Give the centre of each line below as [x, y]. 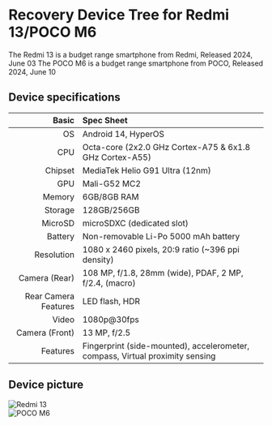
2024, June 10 [32, 71]
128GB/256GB [111, 210]
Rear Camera [50, 296]
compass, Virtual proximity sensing [149, 356]
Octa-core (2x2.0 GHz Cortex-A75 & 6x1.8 [166, 147]
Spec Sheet [105, 120]
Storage [59, 210]
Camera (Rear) [47, 277]
